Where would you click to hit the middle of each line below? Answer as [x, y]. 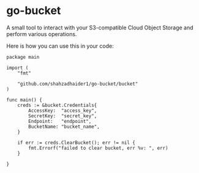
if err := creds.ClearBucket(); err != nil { [77, 142]
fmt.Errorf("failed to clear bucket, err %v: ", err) [98, 148]
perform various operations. [42, 34]
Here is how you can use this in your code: [60, 46]
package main [23, 57]
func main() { [24, 100]
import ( [17, 68]
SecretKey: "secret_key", [63, 116]
